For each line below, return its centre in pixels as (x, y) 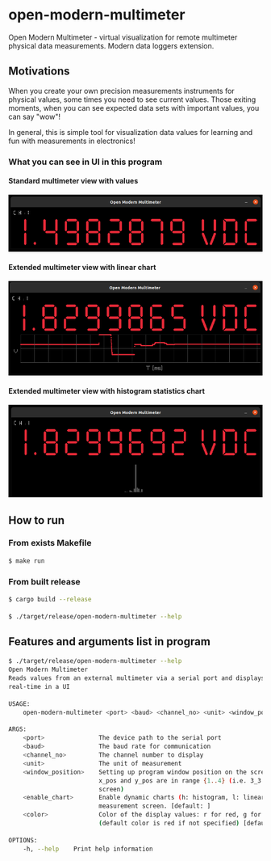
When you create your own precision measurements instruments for (122, 91)
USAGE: (19, 704)
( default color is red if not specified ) (169, 823)
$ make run (27, 561)
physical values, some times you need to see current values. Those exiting (132, 99)
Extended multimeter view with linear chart (82, 268)
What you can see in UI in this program (85, 162)
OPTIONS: (23, 840)
